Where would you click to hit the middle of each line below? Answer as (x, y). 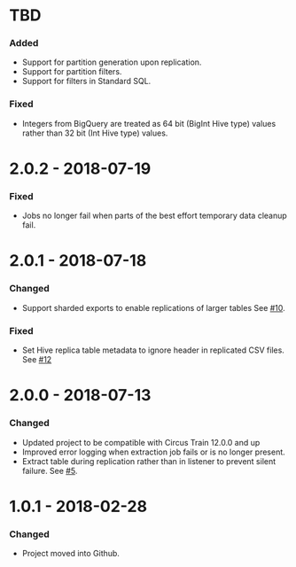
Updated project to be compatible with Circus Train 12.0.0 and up (141, 442)
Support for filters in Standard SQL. (86, 82)
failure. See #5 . (50, 470)
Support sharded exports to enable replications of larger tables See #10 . (153, 307)
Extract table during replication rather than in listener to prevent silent (149, 461)
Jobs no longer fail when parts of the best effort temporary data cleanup (155, 216)
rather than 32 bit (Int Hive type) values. (95, 133)
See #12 (37, 360)
